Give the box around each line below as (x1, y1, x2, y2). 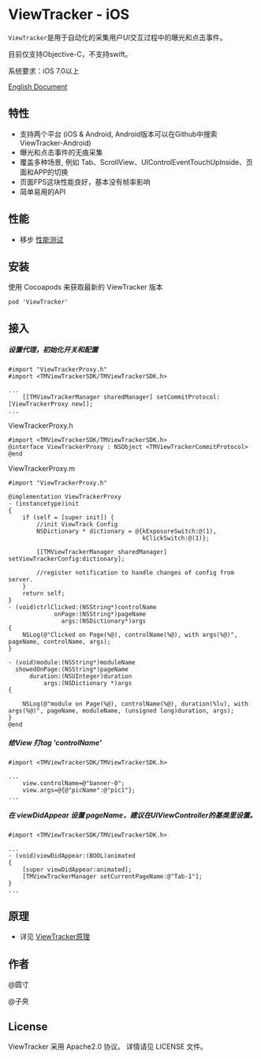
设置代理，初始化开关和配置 (8, 345, 99, 354)
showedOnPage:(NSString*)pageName (15, 665, 129, 673)
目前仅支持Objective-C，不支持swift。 (8, 49, 132, 58)
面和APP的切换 (19, 167, 69, 177)
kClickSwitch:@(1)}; (142, 534, 211, 542)
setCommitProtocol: (156, 393, 221, 401)
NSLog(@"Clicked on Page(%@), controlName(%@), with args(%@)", (22, 631, 238, 638)
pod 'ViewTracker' (8, 298, 69, 306)
